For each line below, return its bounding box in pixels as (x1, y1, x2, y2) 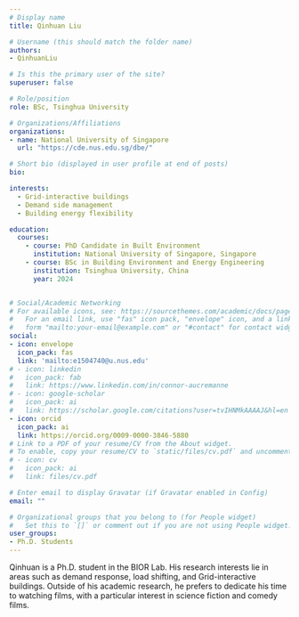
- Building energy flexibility (17, 208, 133, 218)
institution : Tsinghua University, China (32, 266, 190, 275)
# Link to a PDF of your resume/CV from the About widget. (9, 439, 233, 448)
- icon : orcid (9, 414, 62, 423)
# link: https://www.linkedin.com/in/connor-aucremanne (9, 381, 229, 390)
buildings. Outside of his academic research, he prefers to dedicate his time (9, 580, 287, 591)
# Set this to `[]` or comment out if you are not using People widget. (9, 521, 293, 530)
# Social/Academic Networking (9, 298, 122, 307)
